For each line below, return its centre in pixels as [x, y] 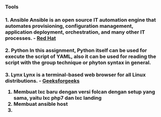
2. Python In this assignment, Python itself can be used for [76, 50]
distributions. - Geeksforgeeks [42, 80]
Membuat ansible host [41, 104]
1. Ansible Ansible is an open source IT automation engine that [80, 19]
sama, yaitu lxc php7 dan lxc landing [57, 98]
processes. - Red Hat [31, 38]
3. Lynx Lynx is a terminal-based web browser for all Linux [75, 75]
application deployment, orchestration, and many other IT [75, 32]
